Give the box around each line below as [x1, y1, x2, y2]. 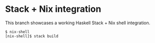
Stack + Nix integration [5, 3, 101, 15]
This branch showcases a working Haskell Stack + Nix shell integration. [5, 20, 151, 26]
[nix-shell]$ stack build [5, 34, 58, 39]
